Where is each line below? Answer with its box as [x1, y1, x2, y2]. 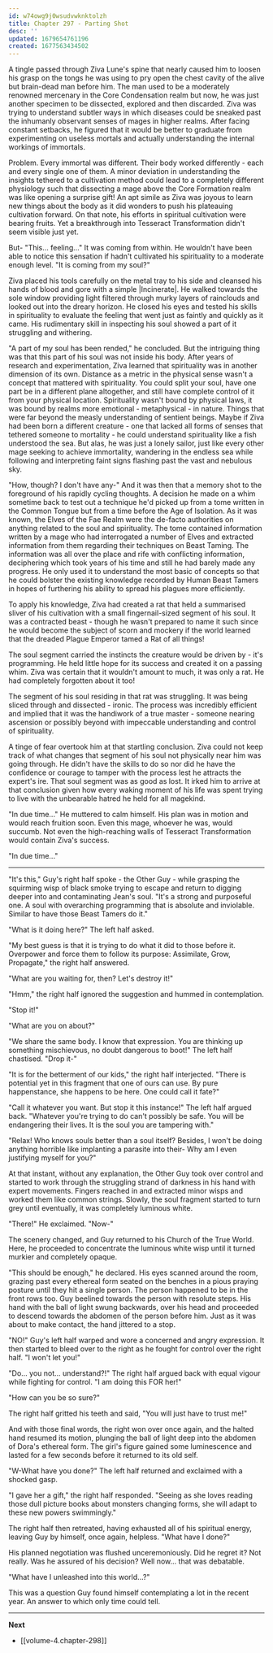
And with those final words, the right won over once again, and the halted [8, 1425, 254, 1434]
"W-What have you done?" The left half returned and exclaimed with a [8, 1466, 243, 1476]
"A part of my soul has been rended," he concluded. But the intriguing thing [8, 343, 261, 354]
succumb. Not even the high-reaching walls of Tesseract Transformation [8, 827, 252, 837]
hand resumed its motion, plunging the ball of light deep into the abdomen [8, 1433, 257, 1443]
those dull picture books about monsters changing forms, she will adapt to [8, 1499, 258, 1509]
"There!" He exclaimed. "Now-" [8, 1219, 114, 1229]
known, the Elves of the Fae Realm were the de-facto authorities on [8, 515, 234, 524]
